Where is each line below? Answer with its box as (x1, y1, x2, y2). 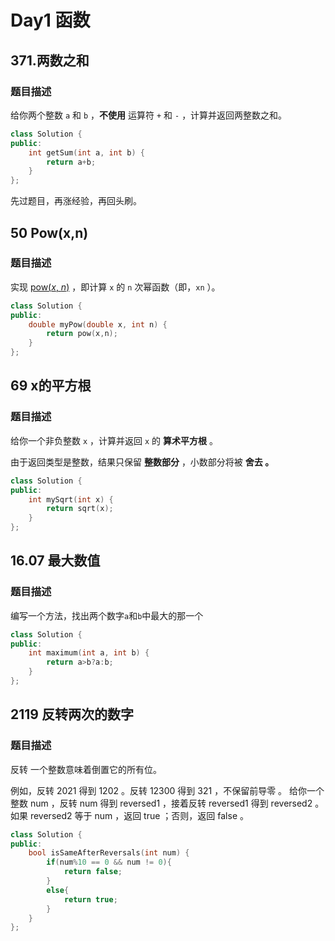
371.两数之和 (10, 52, 90, 69)
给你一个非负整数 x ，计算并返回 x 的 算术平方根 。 (10, 434, 218, 446)
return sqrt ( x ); (46, 504, 114, 514)
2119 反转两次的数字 (10, 706, 134, 723)
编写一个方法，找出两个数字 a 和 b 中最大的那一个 (10, 609, 204, 621)
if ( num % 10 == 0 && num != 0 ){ (46, 857, 172, 868)
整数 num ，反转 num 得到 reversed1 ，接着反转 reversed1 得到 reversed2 (10, 797, 313, 809)
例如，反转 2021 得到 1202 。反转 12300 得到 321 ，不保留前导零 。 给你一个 (10, 784, 325, 796)
